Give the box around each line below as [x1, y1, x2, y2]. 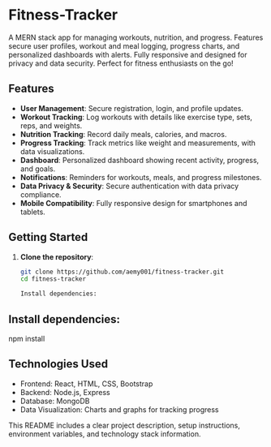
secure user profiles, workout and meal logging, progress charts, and [8, 41, 240, 50]
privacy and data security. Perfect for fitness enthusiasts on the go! [8, 58, 234, 68]
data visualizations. [19, 146, 85, 156]
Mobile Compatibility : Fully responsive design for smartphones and [19, 198, 247, 208]
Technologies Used [8, 357, 108, 371]
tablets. [19, 207, 46, 217]
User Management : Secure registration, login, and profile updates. [19, 103, 243, 113]
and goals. [19, 164, 56, 174]
